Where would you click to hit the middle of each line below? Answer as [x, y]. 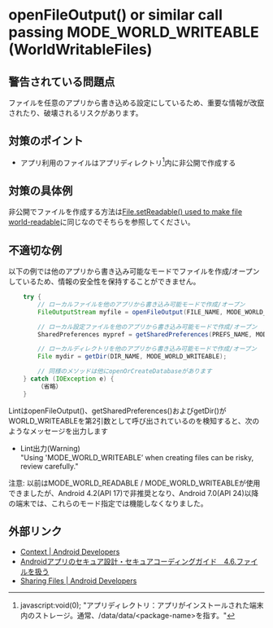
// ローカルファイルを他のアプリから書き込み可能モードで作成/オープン [141, 304]
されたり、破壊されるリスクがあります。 [76, 113]
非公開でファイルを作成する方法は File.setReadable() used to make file [125, 212]
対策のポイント [46, 141]
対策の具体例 [41, 190]
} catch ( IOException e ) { [69, 379]
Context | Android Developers [70, 551]
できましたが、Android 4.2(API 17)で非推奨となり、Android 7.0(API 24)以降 [134, 493]
